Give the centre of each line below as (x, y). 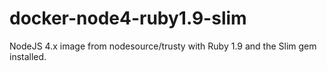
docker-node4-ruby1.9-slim (128, 18)
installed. (28, 56)
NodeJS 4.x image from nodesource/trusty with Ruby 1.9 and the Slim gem (163, 46)
